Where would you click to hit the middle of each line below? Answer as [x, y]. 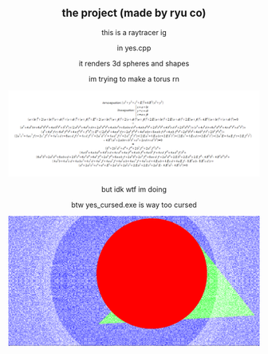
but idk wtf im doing [134, 189]
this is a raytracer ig [134, 32]
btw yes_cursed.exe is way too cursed [134, 205]
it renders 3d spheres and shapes [134, 63]
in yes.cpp [134, 48]
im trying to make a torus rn [134, 78]
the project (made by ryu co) [134, 13]
